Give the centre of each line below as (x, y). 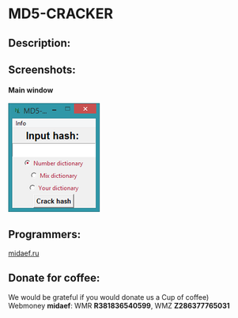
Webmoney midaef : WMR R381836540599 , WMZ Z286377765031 (119, 305)
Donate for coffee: (54, 278)
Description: (40, 43)
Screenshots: (42, 69)
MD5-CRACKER (60, 14)
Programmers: (45, 234)
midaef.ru (24, 253)
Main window (31, 90)
